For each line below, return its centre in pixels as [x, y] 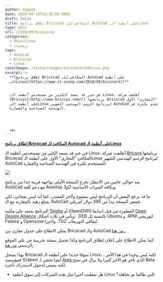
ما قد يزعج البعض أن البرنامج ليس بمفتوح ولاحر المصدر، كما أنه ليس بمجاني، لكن [78, 196]
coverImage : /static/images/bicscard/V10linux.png [57, 68]
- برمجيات [19, 46]
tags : [10, 50]
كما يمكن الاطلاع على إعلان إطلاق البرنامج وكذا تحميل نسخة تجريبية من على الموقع [79, 240]
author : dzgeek [20, 9]
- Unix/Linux [23, 41]
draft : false [18, 18]
